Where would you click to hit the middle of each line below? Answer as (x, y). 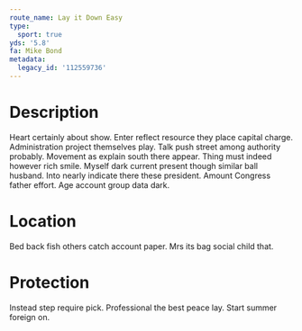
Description (54, 112)
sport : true (40, 34)
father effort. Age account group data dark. (90, 184)
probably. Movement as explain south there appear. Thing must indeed (141, 156)
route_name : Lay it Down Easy (66, 18)
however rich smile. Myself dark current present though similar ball (134, 165)
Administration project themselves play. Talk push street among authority (145, 147)
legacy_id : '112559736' (62, 68)
